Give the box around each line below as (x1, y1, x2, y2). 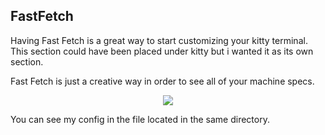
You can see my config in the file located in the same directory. (10, 113, 270, 125)
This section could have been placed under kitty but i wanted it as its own (10, 45, 314, 57)
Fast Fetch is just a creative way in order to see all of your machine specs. (10, 75, 315, 87)
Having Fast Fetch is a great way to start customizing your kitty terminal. (10, 34, 308, 46)
